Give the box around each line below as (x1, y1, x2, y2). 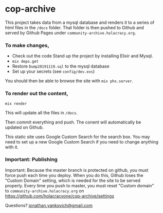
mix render (5, 101, 27, 106)
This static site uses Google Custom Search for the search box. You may (5, 134, 150, 140)
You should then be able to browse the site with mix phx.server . (5, 78, 133, 84)
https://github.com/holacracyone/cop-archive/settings (5, 193, 114, 199)
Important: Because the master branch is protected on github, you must (5, 167, 148, 173)
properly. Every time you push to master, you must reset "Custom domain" (5, 182, 154, 188)
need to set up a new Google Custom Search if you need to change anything (5, 139, 159, 144)
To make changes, (5, 42, 50, 49)
